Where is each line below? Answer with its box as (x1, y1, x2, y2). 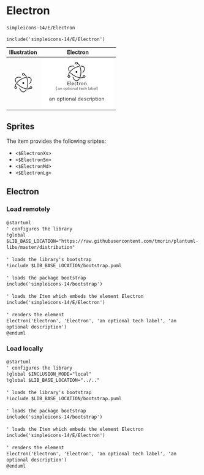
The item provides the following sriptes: (6, 137, 107, 145)
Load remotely (6, 205, 51, 213)
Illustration (9, 48, 38, 56)
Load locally (6, 344, 43, 352)
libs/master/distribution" (6, 244, 75, 250)
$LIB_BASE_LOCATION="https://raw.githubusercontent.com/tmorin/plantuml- (6, 238, 199, 244)
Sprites (6, 121, 35, 132)
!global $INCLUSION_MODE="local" (6, 371, 92, 377)
